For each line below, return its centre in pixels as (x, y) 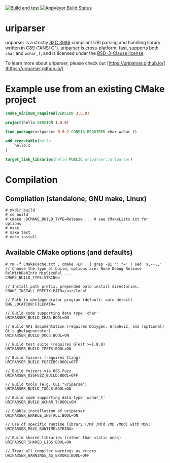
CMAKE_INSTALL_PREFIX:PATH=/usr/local (46, 291)
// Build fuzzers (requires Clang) (43, 358)
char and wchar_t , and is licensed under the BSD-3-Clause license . (75, 53)
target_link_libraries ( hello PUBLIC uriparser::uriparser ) (69, 160)
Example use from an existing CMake (85, 89)
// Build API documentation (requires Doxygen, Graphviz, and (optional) (85, 326)
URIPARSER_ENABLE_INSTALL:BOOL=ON (42, 415)
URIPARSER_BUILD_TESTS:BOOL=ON (38, 349)
